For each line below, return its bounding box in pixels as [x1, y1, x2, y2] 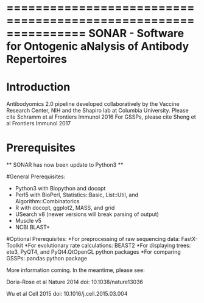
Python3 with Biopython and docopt [15, 185, 106, 192]
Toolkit [6, 242, 23, 249]
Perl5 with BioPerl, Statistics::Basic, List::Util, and [15, 191, 139, 198]
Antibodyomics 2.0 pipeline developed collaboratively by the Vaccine [6, 100, 180, 108]
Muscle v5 [15, 217, 41, 225]
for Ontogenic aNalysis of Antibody [6, 40, 189, 54]
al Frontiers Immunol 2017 [6, 120, 71, 127]
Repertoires [6, 52, 67, 66]
